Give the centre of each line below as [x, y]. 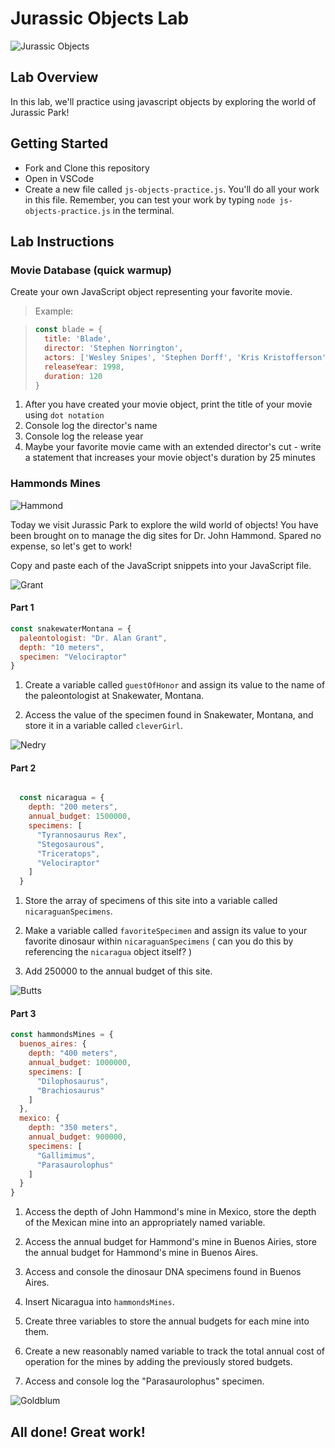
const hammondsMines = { [62, 1035]
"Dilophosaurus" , [73, 1081]
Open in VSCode [59, 178]
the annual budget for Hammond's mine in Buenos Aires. [141, 1253]
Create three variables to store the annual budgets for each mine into [167, 1321]
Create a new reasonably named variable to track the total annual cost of [175, 1351]
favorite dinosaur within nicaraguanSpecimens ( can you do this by [159, 941]
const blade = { [68, 330]
